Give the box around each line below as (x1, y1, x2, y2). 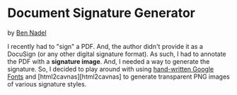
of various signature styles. (7, 79, 87, 88)
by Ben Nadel (7, 28, 47, 37)
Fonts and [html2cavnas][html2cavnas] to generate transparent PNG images (7, 72, 230, 81)
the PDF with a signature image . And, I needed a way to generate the (7, 57, 210, 65)
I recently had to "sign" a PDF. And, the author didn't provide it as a (7, 42, 203, 50)
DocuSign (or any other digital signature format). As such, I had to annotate (7, 50, 226, 58)
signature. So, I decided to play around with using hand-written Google (7, 65, 214, 73)
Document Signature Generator (7, 5, 196, 21)
